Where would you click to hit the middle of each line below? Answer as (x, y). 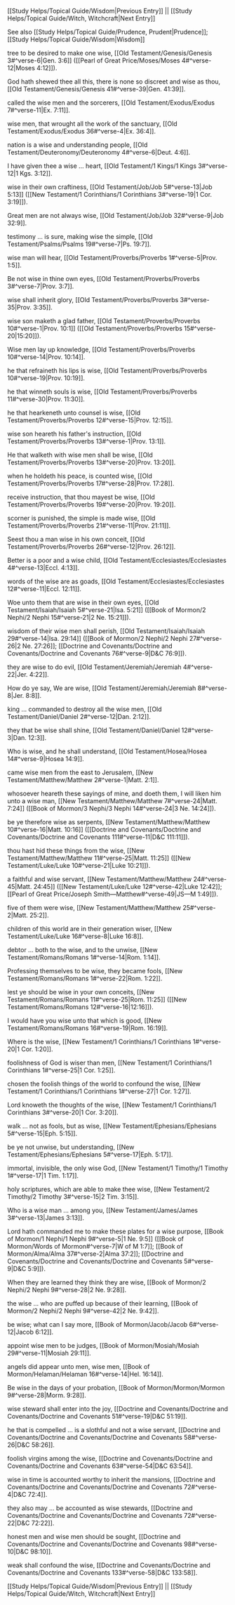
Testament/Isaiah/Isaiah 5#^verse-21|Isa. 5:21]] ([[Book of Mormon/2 (107, 610)
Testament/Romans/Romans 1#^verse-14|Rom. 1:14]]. (84, 957)
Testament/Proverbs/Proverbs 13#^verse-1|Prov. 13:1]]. (87, 441)
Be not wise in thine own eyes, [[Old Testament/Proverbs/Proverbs (103, 279)
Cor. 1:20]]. (37, 1049)
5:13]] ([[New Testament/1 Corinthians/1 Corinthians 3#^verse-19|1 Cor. (110, 194)
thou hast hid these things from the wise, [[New (76, 851)
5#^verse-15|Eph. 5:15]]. (42, 1133)
